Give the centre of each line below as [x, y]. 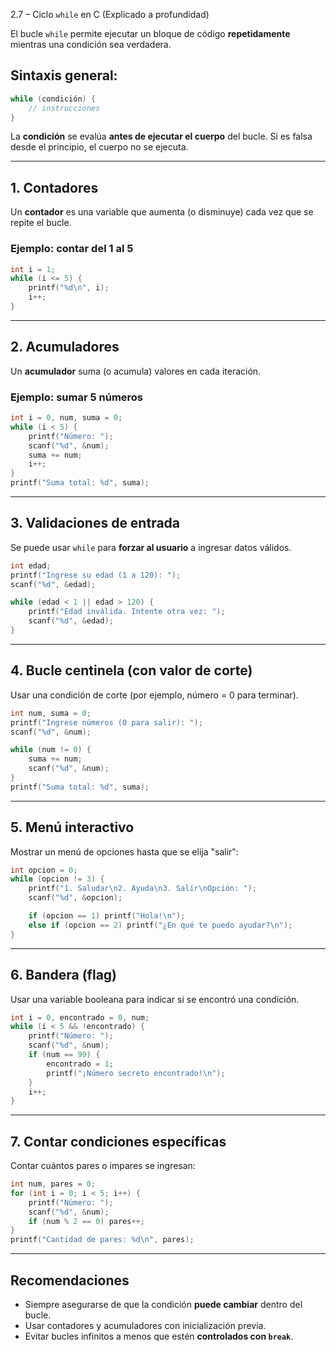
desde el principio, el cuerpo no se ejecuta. [99, 147]
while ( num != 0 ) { [51, 750]
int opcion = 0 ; [44, 870]
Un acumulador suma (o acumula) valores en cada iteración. [136, 371]
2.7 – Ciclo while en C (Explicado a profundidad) [110, 14]
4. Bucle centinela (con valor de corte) [131, 670]
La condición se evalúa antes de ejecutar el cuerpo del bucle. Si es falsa [161, 136]
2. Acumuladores [65, 347]
